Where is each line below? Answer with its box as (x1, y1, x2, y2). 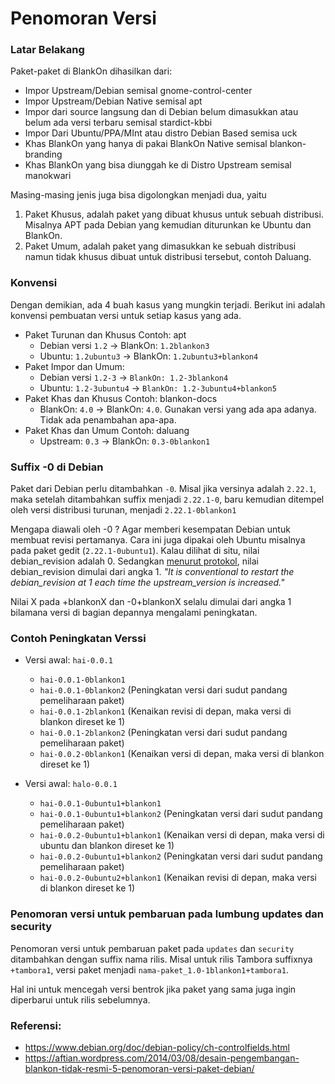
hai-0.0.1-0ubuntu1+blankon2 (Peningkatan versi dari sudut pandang (39, 808, 323, 820)
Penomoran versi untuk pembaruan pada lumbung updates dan (10, 907, 325, 921)
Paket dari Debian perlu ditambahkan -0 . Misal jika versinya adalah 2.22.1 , (10, 483, 317, 495)
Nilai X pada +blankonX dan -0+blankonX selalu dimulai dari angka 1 (10, 596, 292, 608)
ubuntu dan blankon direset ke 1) (39, 840, 175, 852)
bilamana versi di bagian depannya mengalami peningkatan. (10, 607, 258, 619)
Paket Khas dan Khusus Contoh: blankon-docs (24, 392, 218, 404)
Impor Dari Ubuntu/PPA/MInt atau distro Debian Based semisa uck (24, 127, 298, 139)
